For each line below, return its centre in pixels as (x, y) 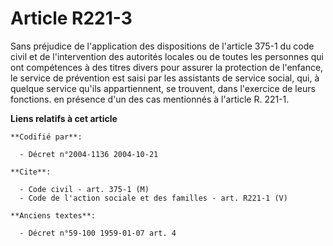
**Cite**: (31, 172)
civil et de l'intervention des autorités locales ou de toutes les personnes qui (167, 56)
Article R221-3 (71, 18)
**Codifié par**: (46, 137)
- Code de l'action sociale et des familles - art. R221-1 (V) (153, 198)
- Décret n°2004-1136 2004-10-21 (89, 154)
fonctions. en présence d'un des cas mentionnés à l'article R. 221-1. (150, 99)
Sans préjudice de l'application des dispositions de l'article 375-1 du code (162, 46)
